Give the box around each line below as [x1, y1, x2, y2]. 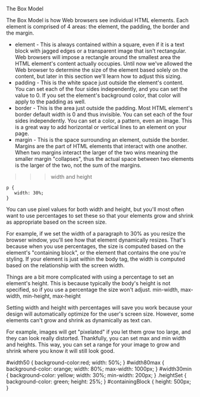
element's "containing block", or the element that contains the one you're [6, 249, 186, 256]
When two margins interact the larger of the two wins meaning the [14, 149, 178, 156]
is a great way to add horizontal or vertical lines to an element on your [14, 124, 187, 130]
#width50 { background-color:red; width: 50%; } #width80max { [6, 359, 165, 366]
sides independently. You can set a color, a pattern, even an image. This [14, 117, 192, 124]
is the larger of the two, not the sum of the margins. [14, 161, 141, 169]
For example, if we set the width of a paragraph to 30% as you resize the [6, 230, 186, 237]
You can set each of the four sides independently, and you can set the [14, 85, 188, 92]
